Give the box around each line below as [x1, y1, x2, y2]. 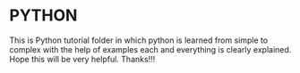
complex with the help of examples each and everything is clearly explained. [9, 44, 292, 54]
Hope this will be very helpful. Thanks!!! [9, 53, 156, 64]
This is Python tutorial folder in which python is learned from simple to [9, 35, 269, 45]
